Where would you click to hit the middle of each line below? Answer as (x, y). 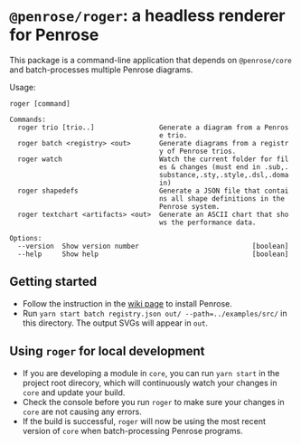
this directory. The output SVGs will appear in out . (115, 323)
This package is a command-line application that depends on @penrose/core (150, 60)
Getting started (53, 282)
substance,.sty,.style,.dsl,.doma (224, 175)
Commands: (28, 119)
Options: (26, 238)
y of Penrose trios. (198, 151)
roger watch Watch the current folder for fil (153, 159)
